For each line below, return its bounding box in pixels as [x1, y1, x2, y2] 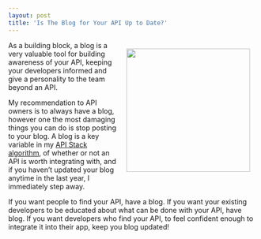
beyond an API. [8, 82, 58, 91]
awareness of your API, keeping [8, 57, 112, 67]
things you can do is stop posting [8, 123, 117, 133]
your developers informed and [8, 65, 107, 75]
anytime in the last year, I [8, 173, 89, 182]
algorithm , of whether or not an [8, 148, 110, 158]
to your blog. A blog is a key [8, 131, 100, 140]
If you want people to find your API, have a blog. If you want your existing [8, 196, 248, 206]
